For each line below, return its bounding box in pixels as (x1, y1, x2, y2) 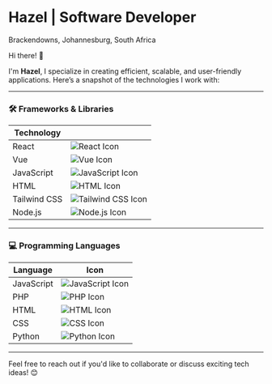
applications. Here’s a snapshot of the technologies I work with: (8, 75, 220, 84)
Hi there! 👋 (8, 50, 45, 60)
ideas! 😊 (8, 367, 39, 377)
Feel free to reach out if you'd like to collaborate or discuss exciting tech (8, 359, 249, 369)
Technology (14, 127, 62, 139)
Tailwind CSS (12, 194, 63, 205)
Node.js (12, 207, 42, 218)
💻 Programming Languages (8, 240, 121, 251)
